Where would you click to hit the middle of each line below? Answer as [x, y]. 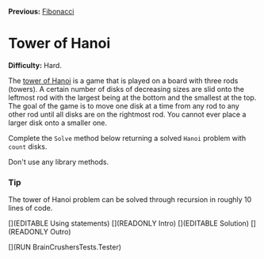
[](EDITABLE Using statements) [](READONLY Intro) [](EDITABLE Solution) [129, 223]
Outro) [61, 232]
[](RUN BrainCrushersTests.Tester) [65, 247]
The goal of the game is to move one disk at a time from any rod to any [124, 105]
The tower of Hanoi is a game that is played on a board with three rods [123, 80]
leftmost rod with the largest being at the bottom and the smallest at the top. [132, 97]
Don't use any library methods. [59, 162]
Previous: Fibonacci [41, 11]
